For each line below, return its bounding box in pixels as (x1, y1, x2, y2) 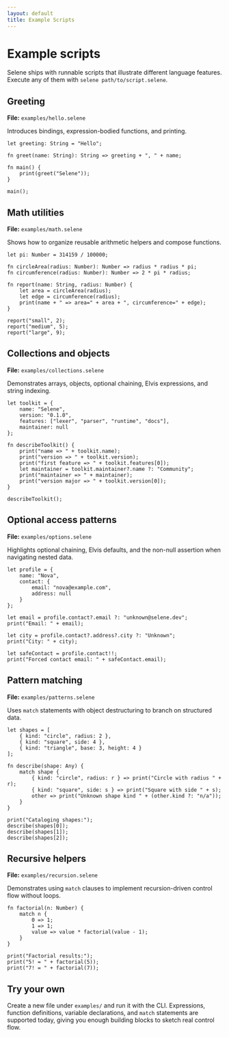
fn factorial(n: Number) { (7, 905, 84, 912)
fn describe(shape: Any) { (7, 763, 84, 769)
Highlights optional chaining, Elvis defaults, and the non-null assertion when (7, 546, 221, 554)
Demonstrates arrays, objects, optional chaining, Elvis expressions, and (7, 379, 208, 387)
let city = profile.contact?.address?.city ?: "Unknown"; (7, 632, 176, 639)
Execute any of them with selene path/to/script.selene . (7, 76, 168, 84)
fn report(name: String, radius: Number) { (7, 281, 133, 288)
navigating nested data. (7, 552, 74, 561)
